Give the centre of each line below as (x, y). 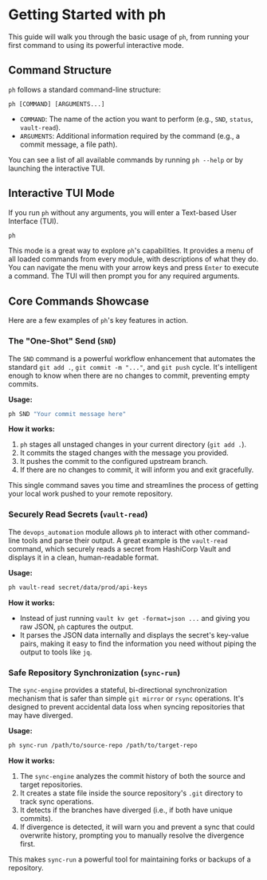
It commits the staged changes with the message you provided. (124, 453)
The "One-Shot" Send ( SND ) (63, 341)
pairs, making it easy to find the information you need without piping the (138, 643)
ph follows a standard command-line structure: (84, 89)
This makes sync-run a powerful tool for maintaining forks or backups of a (130, 859)
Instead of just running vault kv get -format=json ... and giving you (135, 618)
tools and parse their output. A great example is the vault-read (125, 540)
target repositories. (51, 784)
